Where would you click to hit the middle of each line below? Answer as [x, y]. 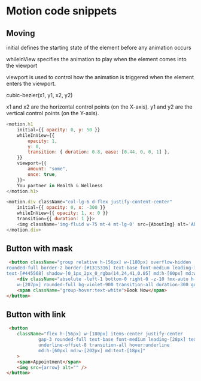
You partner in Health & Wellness [60, 185]
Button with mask [39, 249]
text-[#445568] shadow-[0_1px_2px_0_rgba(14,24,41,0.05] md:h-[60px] [95, 274]
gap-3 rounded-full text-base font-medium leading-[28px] [112, 340]
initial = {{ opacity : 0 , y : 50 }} [59, 130]
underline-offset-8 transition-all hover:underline [104, 345]
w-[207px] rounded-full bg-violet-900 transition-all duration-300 [103, 284]
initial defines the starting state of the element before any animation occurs [99, 47]
